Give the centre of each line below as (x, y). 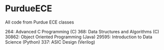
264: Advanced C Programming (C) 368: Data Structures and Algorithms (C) (82, 31)
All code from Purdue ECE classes (40, 22)
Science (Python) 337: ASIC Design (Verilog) (50, 42)
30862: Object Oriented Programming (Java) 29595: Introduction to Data (79, 37)
